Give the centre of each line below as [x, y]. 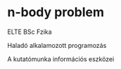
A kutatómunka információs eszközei [61, 59]
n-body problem [56, 12]
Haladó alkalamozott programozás [57, 45]
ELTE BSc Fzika [30, 32]
